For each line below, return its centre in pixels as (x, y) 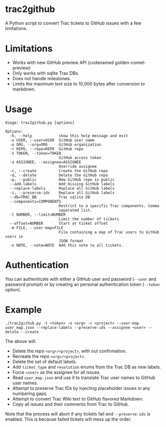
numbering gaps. (30, 393)
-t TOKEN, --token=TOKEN (35, 153)
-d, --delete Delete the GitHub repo (59, 175)
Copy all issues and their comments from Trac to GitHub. (71, 404)
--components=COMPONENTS (35, 201)
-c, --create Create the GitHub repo (59, 171)
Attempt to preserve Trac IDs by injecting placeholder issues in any (81, 388)
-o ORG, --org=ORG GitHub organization (55, 144)
